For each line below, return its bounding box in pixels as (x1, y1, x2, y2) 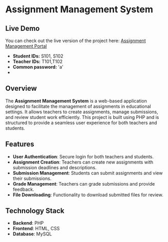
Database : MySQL (12, 231, 52, 237)
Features (5, 140, 34, 149)
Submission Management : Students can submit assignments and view (12, 170, 163, 176)
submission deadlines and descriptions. (12, 164, 97, 170)
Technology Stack (5, 207, 65, 215)
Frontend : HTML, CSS (12, 226, 60, 232)
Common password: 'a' (12, 64, 64, 70)
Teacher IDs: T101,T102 (12, 58, 63, 65)
